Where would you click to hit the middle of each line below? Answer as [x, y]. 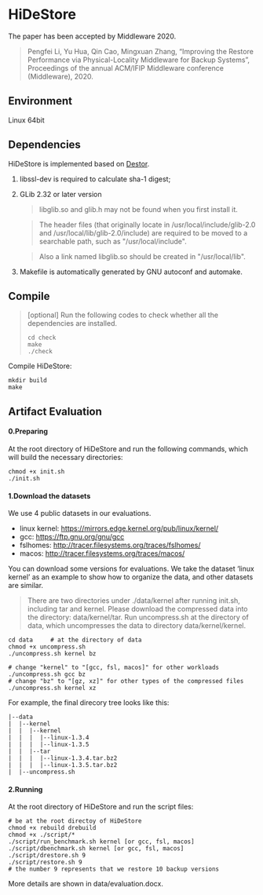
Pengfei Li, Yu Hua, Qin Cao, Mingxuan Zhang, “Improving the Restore [140, 51]
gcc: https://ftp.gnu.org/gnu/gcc [72, 537]
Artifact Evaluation [55, 411]
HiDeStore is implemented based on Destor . [79, 163]
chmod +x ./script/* [42, 835]
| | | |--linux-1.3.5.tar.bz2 [63, 765]
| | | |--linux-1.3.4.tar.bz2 [63, 758]
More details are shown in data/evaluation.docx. [86, 884]
